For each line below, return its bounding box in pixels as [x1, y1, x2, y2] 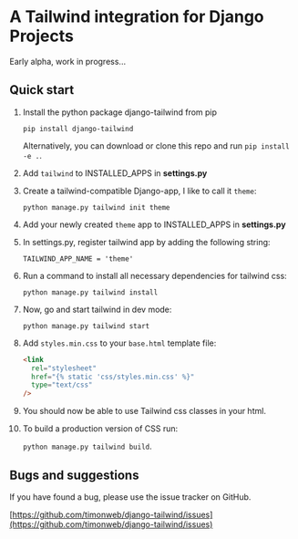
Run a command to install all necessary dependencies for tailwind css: [22, 270, 287, 281]
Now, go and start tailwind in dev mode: [22, 304, 172, 315]
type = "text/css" [31, 380, 93, 389]
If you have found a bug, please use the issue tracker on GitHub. [9, 491, 252, 503]
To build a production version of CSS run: [22, 423, 179, 434]
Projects [9, 26, 75, 47]
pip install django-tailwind [22, 124, 134, 133]
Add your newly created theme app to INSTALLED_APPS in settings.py [22, 219, 286, 230]
